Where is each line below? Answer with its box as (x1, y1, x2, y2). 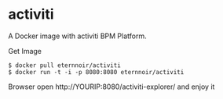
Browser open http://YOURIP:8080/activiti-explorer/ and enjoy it (8, 82, 215, 91)
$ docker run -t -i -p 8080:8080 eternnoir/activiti (8, 68, 185, 76)
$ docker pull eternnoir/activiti (8, 61, 122, 69)
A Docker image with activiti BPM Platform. (8, 31, 147, 41)
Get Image (8, 46, 42, 55)
